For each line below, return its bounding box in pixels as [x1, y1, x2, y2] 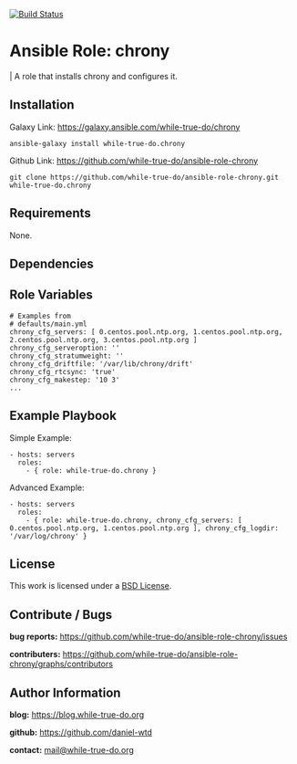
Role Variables [9, 288, 93, 303]
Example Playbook [9, 408, 117, 424]
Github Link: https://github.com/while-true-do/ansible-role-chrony [9, 155, 259, 166]
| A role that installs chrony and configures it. [9, 70, 178, 81]
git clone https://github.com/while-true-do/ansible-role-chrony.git [9, 173, 280, 182]
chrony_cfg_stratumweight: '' [9, 351, 125, 361]
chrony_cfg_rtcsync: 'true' [9, 367, 117, 376]
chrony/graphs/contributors [9, 658, 114, 670]
